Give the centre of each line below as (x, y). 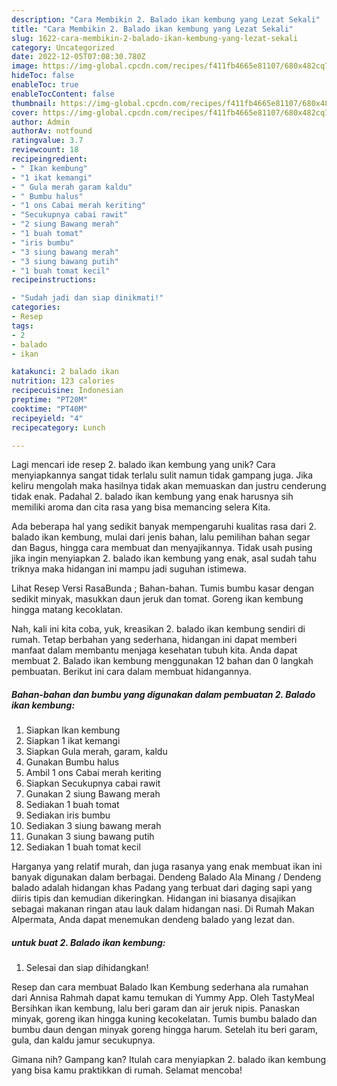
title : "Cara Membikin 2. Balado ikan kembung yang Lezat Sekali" (152, 29)
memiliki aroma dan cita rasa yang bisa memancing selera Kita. (141, 507)
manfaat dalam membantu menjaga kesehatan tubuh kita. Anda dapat (154, 650)
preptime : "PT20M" (49, 400)
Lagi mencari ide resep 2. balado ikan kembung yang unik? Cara (143, 465)
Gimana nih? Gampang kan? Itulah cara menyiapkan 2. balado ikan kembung (169, 1060)
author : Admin (41, 122)
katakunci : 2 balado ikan (65, 372)
